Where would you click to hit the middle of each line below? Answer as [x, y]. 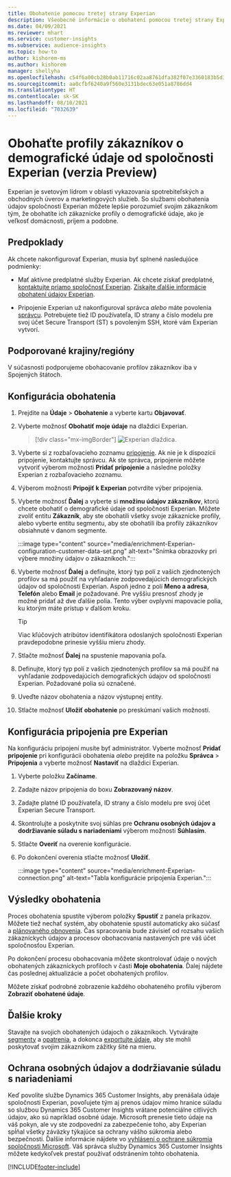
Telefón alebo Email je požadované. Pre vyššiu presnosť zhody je [110, 594]
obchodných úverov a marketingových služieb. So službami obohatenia [109, 199]
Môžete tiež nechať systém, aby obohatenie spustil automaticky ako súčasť [114, 923]
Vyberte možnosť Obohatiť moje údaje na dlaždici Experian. [103, 426]
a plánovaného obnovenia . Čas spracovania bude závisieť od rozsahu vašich [116, 930]
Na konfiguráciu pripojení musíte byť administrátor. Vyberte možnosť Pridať [114, 748]
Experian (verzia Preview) [83, 172]
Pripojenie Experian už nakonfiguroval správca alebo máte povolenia [114, 307]
